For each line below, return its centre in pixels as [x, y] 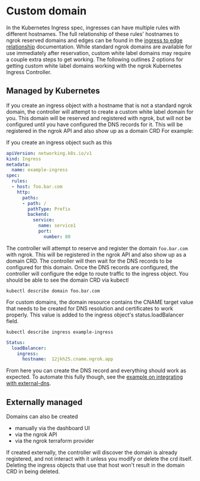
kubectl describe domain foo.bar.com [53, 291]
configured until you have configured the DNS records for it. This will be [95, 124]
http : [24, 192]
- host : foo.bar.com [37, 187]
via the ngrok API [36, 434]
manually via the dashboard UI [52, 428]
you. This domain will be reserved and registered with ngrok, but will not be [99, 118]
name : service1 [57, 226]
